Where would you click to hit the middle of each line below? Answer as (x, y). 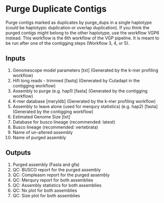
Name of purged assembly (39, 137)
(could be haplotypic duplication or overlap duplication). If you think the (77, 27)
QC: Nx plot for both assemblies (45, 190)
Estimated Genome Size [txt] (41, 117)
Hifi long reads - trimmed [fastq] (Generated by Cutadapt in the (76, 80)
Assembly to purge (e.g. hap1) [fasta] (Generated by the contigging (80, 91)
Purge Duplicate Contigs (56, 9)
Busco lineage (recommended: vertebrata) (55, 127)
